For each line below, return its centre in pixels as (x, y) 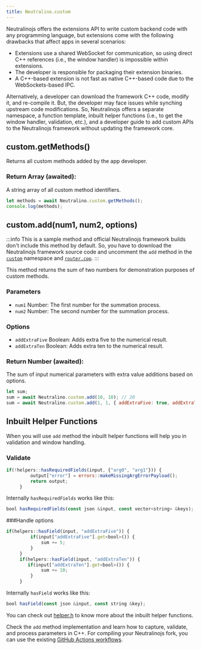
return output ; (49, 481)
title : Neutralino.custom (38, 12)
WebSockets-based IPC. (45, 85)
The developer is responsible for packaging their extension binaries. (99, 72)
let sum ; (17, 392)
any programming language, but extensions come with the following (90, 35)
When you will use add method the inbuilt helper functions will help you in (96, 436)
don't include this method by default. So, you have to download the (89, 246)
